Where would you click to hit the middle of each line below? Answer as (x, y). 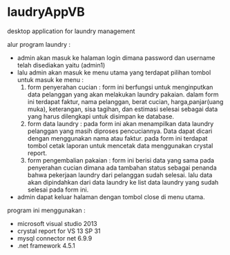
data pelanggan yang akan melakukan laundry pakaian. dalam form (123, 94)
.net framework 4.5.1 (46, 245)
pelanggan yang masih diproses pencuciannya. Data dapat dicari (120, 131)
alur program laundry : (39, 44)
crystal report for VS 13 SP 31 (59, 231)
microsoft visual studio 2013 (57, 223)
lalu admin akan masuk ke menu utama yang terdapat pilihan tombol (114, 72)
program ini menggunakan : (46, 210)
